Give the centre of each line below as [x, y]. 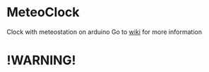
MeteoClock [43, 12]
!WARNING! [41, 60]
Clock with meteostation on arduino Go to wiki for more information [104, 32]
